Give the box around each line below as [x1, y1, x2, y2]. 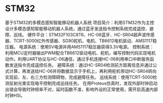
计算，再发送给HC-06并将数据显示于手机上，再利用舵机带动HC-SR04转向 [9, 68, 157, 74]
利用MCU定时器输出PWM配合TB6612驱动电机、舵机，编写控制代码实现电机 [5, 50, 156, 56]
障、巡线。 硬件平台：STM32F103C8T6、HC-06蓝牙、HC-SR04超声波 [5, 32, 147, 37]
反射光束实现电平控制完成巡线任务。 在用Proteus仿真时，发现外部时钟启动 [9, 80, 158, 86]
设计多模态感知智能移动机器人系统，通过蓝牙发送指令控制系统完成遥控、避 [5, 25, 154, 32]
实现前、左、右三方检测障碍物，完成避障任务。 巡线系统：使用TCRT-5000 [5, 74, 153, 80]
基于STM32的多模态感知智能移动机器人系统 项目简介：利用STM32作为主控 [5, 19, 154, 25]
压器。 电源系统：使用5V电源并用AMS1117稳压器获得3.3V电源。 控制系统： [5, 44, 154, 50]
